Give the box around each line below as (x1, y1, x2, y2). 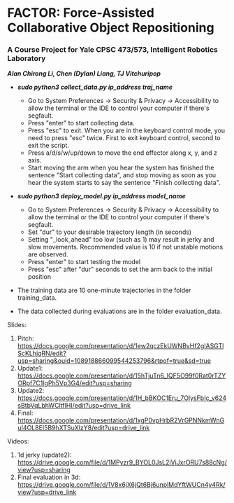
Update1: (17, 364, 43, 373)
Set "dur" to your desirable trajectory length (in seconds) (27, 228, 192, 236)
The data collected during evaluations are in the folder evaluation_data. (17, 307, 222, 316)
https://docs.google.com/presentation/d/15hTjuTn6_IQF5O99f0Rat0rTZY (17, 371, 226, 380)
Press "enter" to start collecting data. (27, 119, 135, 128)
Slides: (7, 321, 27, 329)
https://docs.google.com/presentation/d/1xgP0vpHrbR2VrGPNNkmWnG (17, 416, 225, 425)
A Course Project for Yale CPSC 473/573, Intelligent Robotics (7, 45, 218, 55)
